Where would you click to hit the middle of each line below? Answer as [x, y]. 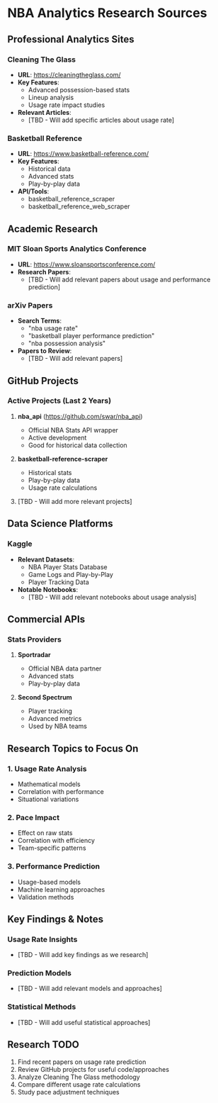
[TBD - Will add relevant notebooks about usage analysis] [112, 597]
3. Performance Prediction [54, 866]
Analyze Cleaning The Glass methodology [79, 1077]
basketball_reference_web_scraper [79, 206]
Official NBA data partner [65, 668]
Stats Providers [34, 639]
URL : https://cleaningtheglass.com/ [69, 74]
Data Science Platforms [60, 523]
